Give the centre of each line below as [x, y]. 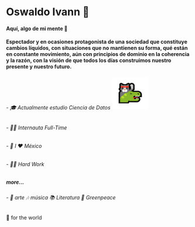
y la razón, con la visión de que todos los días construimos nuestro [89, 60]
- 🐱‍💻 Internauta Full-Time [37, 128]
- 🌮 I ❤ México [24, 146]
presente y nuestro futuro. [39, 67]
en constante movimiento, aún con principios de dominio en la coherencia [98, 54]
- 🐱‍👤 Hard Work [25, 164]
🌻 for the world [24, 218]
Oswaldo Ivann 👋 [48, 12]
